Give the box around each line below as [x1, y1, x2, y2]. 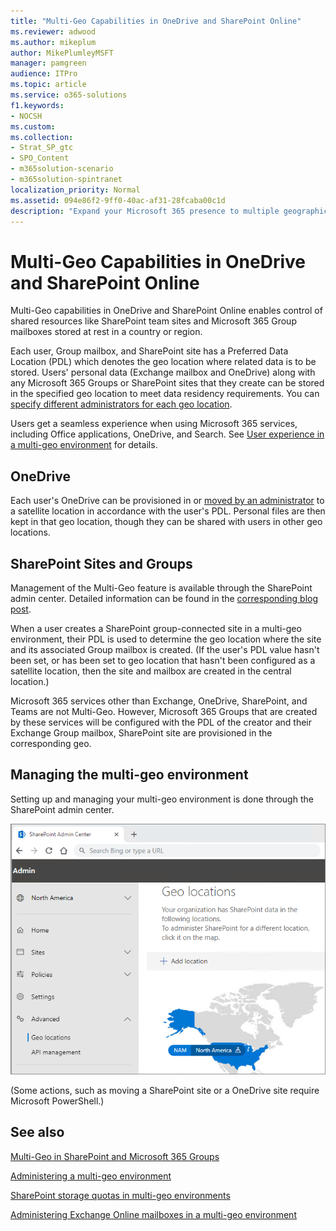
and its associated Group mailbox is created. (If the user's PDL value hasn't [10, 643, 320, 655]
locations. [10, 526, 51, 539]
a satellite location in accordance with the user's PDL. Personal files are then [10, 505, 326, 517]
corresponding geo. [10, 737, 92, 749]
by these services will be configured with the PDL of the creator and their [10, 716, 312, 728]
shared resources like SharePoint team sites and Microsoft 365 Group [10, 315, 297, 327]
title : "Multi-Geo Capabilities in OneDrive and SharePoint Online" [10, 16, 302, 26]
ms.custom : [10, 121, 56, 132]
